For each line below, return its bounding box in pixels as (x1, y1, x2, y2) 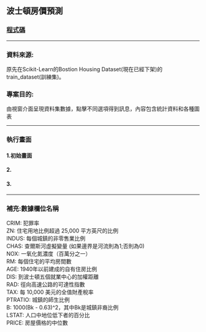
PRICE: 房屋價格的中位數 (6, 318, 69, 326)
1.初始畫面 (6, 152, 32, 159)
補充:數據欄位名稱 (6, 204, 59, 213)
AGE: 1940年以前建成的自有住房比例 (6, 265, 97, 272)
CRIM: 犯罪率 (6, 219, 40, 226)
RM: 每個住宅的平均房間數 (6, 257, 72, 265)
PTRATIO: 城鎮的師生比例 (6, 296, 70, 303)
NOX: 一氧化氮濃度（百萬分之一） (6, 250, 91, 257)
